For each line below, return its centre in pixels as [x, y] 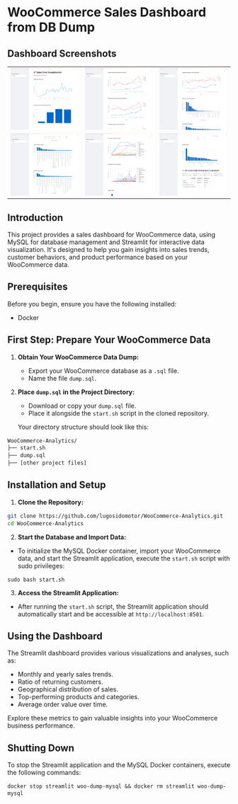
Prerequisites [38, 287]
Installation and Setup [57, 485]
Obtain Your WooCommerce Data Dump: [78, 357]
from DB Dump [51, 27]
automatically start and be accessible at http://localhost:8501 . [110, 614]
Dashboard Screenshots [62, 53]
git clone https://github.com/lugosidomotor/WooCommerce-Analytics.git [115, 516]
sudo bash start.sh [36, 580]
